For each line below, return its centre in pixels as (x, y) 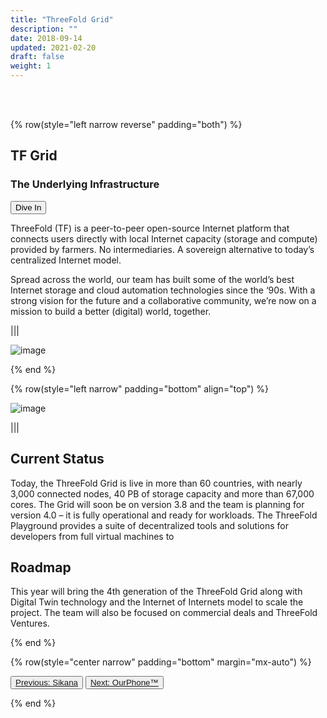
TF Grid (34, 156)
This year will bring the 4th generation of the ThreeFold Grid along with (156, 592)
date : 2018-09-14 (46, 38)
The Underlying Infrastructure (85, 184)
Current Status (57, 459)
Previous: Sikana (47, 682)
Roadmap (41, 567)
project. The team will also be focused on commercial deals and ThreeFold (164, 613)
